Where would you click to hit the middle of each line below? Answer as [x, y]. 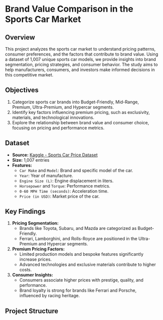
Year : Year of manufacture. [46, 175]
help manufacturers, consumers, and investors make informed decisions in [80, 70]
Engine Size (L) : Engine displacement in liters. [66, 181]
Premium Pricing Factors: [38, 249]
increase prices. [36, 260]
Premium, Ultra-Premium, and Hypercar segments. [63, 107]
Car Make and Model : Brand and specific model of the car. [76, 170]
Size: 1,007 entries [31, 160]
